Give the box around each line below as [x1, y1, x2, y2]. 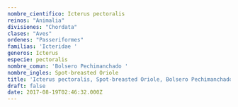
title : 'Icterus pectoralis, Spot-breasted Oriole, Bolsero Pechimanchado [7, 75, 233, 83]
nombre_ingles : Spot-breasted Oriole [7, 69, 119, 76]
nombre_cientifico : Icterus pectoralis [7, 10, 125, 18]
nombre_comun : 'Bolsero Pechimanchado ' [7, 63, 129, 70]
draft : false [7, 82, 46, 89]
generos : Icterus [7, 50, 59, 57]
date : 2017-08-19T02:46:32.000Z [7, 89, 103, 96]
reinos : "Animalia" [7, 17, 65, 24]
